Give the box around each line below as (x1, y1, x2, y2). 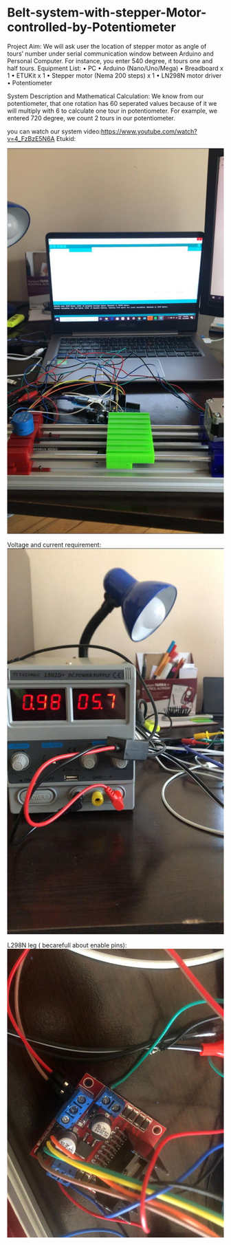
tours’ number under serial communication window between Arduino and (7, 49, 214, 58)
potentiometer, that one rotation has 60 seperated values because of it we (7, 99, 217, 107)
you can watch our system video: (7, 127, 102, 135)
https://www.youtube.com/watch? (100, 127, 197, 135)
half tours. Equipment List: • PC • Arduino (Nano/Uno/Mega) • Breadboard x (7, 64, 223, 72)
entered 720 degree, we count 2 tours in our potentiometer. (7, 113, 175, 122)
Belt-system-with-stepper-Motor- (7, 5, 207, 21)
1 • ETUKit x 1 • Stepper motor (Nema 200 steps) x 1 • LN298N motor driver (7, 71, 222, 80)
